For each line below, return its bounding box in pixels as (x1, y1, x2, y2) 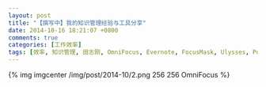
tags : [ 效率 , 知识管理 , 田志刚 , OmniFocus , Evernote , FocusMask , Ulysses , (8, 48, 249, 56)
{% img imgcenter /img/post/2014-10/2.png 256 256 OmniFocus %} (8, 70, 230, 79)
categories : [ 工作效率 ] (8, 41, 82, 49)
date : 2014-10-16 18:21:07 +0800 (8, 26, 119, 34)
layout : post (8, 11, 51, 20)
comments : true (8, 33, 59, 42)
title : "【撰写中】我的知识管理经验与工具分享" (8, 19, 146, 27)
